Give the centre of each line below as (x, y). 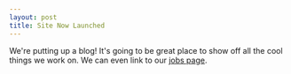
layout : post (33, 17)
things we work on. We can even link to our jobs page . (108, 60)
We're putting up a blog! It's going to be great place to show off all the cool (146, 50)
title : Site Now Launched (57, 26)
